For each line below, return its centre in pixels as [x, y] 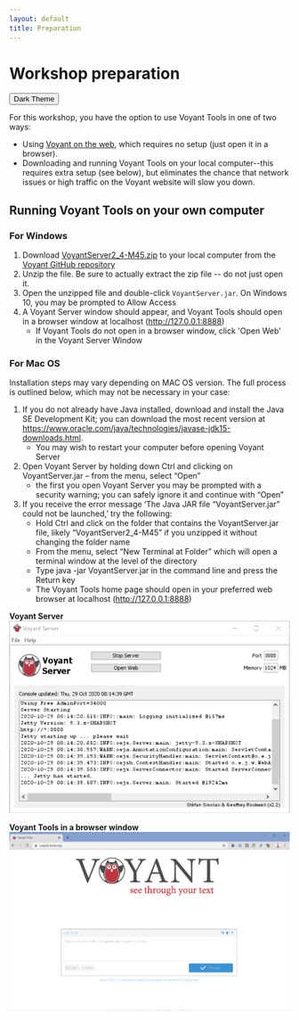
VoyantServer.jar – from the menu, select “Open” [111, 476]
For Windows [39, 235]
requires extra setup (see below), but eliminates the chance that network [155, 173]
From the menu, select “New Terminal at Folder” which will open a [156, 552]
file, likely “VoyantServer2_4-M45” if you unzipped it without [146, 533]
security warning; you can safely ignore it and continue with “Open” [160, 495]
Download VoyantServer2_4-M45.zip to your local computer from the [149, 255]
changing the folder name [83, 542]
